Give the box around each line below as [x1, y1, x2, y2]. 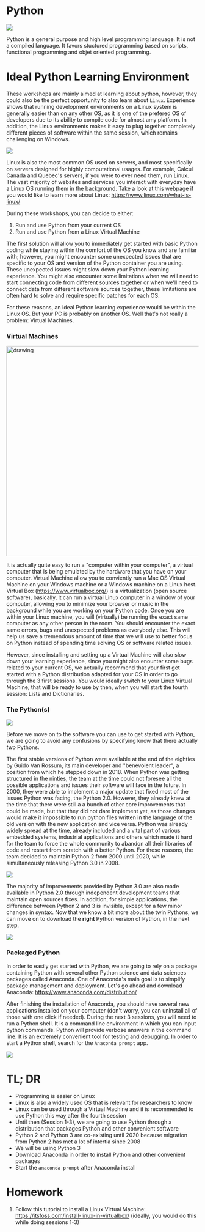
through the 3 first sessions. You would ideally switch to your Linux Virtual [6, 677, 193, 685]
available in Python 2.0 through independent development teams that [6, 889, 180, 896]
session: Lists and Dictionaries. [6, 690, 84, 698]
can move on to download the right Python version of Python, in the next [6, 915, 190, 923]
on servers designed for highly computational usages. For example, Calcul [6, 165, 193, 172]
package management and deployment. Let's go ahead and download [6, 982, 182, 989]
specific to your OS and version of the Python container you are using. [6, 259, 184, 267]
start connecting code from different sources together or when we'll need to [6, 279, 198, 286]
